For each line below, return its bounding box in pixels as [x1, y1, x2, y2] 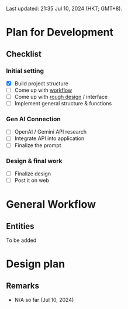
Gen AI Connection [6, 115, 61, 123]
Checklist [6, 49, 42, 59]
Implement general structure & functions [14, 100, 112, 107]
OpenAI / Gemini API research [14, 128, 87, 135]
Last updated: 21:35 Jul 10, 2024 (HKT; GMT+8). [6, 5, 123, 12]
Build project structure [14, 79, 69, 87]
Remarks [6, 281, 40, 291]
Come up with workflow [14, 87, 72, 94]
